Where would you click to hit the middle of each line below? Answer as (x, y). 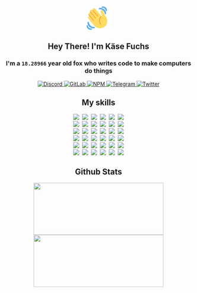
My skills (99, 103)
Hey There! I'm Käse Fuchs (99, 47)
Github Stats (99, 172)
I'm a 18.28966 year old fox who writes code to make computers (99, 64)
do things (99, 71)
